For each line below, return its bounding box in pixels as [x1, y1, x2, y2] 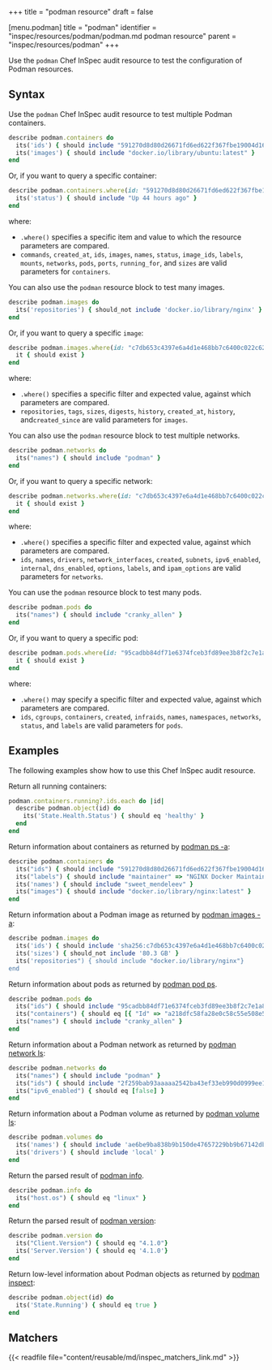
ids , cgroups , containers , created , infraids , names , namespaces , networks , [19, 711, 261, 721]
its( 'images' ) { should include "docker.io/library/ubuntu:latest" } [15, 149, 255, 157]
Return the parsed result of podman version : [8, 1216, 156, 1225]
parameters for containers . [19, 266, 111, 276]
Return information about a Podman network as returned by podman [8, 1039, 236, 1049]
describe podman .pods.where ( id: [8, 649, 117, 657]
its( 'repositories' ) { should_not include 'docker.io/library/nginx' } [15, 305, 263, 313]
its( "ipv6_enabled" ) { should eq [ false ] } [15, 1087, 164, 1095]
